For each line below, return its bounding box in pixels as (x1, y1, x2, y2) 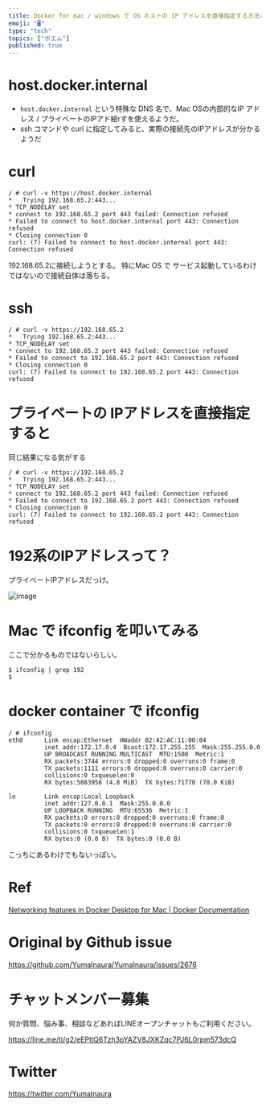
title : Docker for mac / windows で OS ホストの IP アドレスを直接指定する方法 (8, 11, 260, 20)
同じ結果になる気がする (8, 452, 86, 462)
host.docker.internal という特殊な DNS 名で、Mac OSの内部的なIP (19, 104, 244, 113)
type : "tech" (8, 27, 52, 35)
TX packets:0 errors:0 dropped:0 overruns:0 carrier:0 (43, 821, 231, 829)
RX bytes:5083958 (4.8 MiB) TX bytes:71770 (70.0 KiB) (43, 778, 235, 786)
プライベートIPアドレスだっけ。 (8, 575, 114, 584)
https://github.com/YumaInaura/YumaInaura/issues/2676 (8, 960, 197, 969)
